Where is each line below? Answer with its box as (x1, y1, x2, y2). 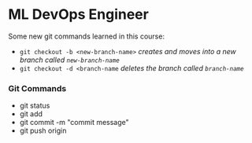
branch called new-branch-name (19, 55, 120, 64)
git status (19, 101, 50, 111)
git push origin (19, 126, 67, 135)
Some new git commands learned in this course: (8, 31, 165, 41)
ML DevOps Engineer (8, 5, 150, 24)
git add (19, 109, 43, 119)
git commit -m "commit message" (19, 118, 130, 127)
